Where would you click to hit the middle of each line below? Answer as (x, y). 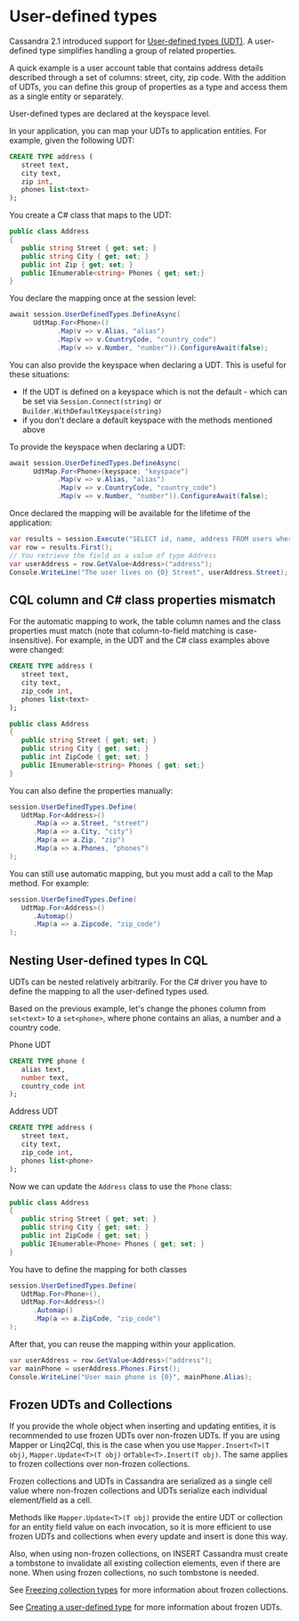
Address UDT (34, 1111)
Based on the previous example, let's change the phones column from (138, 1008)
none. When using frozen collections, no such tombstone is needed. (134, 1573)
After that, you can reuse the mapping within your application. (122, 1344)
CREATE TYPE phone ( (48, 1061)
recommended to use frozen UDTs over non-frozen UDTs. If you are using (145, 1436)
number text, (45, 1078)
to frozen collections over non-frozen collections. (100, 1464)
